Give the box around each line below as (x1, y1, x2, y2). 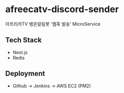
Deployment (5, 69, 45, 78)
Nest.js (12, 49, 28, 55)
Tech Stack (5, 36, 42, 44)
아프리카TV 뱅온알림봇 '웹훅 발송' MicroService (5, 21, 101, 27)
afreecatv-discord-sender (5, 4, 119, 15)
